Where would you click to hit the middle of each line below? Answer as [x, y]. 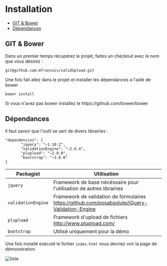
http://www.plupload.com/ [84, 223]
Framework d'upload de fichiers [90, 217]
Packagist [28, 174]
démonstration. [21, 249]
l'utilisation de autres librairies [88, 188]
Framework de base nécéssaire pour [96, 182]
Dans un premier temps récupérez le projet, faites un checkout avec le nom [82, 56]
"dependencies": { [24, 140]
